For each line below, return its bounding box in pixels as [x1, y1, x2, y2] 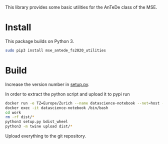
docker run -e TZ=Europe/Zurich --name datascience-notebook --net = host [5, 100, 160, 105]
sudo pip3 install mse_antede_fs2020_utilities [5, 47, 106, 53]
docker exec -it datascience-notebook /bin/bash [5, 105, 108, 110]
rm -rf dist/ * [5, 114, 35, 119]
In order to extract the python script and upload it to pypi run [5, 91, 130, 97]
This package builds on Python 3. [5, 38, 74, 44]
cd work [5, 110, 21, 115]
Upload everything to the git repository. [5, 133, 86, 139]
